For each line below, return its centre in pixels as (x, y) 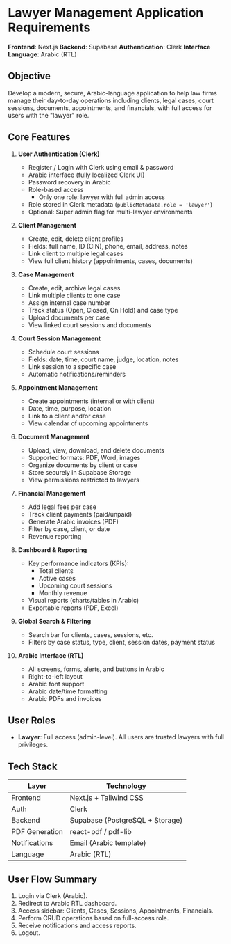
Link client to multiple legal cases (76, 253)
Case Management (46, 274)
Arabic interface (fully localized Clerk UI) (86, 175)
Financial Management (52, 493)
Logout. (29, 933)
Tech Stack (33, 766)
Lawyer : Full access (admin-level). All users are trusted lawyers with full (121, 737)
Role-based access (56, 189)
